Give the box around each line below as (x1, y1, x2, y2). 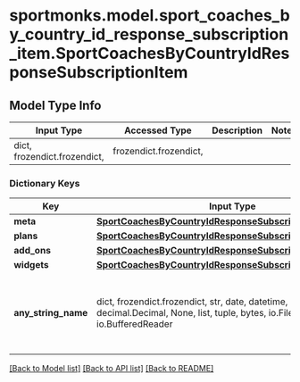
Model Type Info (9, 97, 102, 112)
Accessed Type (123, 124, 192, 137)
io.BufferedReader (96, 318, 173, 330)
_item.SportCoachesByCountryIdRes (9, 44, 290, 63)
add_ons (13, 245, 52, 257)
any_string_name (13, 307, 88, 320)
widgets (13, 259, 49, 271)
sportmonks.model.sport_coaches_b (9, 5, 290, 26)
